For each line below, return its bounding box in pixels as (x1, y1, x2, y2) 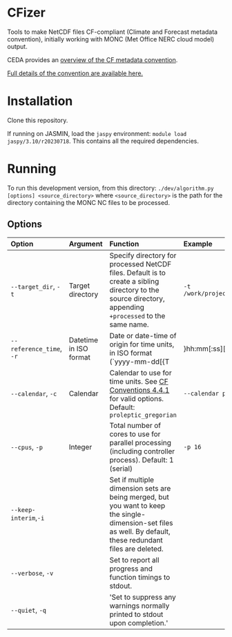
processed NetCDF (109, 259, 172, 268)
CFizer (7, 5, 46, 21)
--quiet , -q (10, 605, 47, 615)
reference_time (10, 345, 61, 353)
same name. (109, 320, 150, 329)
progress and (109, 564, 153, 574)
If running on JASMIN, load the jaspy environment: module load (7, 129, 187, 137)
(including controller (109, 447, 175, 456)
